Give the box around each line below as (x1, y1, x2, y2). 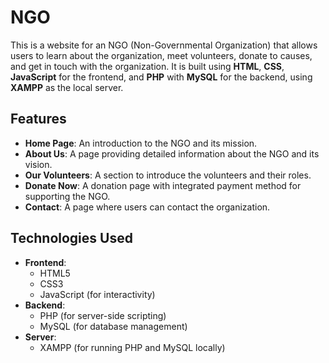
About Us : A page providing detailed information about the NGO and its (24, 147, 320, 160)
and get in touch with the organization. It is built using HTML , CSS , (10, 60, 285, 72)
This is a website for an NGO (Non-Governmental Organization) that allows (10, 39, 318, 51)
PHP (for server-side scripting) (39, 309, 167, 321)
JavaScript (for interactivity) (39, 288, 156, 300)
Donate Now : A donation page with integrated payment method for (24, 179, 302, 191)
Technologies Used (10, 230, 133, 247)
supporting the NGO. (24, 190, 111, 202)
